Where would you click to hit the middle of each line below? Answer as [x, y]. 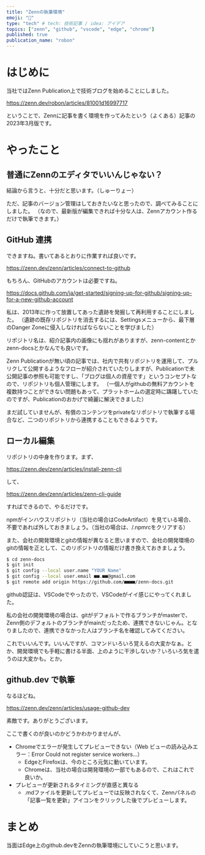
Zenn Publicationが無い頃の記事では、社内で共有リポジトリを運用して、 [97, 361]
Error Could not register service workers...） [87, 754]
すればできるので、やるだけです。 [49, 506]
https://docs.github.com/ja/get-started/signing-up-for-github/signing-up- [99, 293]
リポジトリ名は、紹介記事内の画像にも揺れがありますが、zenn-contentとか [101, 340]
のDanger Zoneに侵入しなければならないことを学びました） [82, 327]
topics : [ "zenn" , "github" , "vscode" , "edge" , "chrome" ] [80, 29]
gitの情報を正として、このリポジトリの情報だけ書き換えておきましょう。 [97, 547]
